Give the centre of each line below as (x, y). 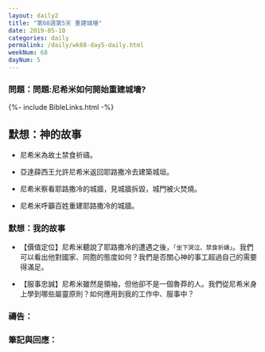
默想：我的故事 (37, 228)
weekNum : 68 (28, 53)
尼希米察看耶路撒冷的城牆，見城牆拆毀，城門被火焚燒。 (110, 189)
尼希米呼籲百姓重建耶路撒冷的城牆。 (79, 205)
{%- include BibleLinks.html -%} (61, 108)
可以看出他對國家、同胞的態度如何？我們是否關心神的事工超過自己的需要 (138, 257)
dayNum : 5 (25, 61)
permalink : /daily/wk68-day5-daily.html (76, 45)
